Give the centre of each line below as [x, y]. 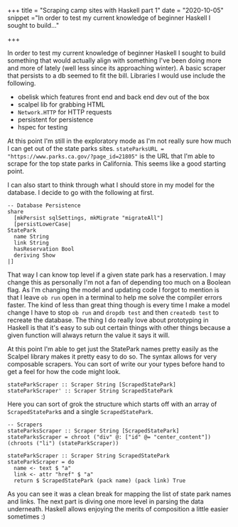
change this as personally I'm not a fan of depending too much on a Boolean [119, 282]
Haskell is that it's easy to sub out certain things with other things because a [119, 328]
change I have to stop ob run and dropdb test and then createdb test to [113, 313]
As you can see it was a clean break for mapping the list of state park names [119, 494]
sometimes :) [27, 516]
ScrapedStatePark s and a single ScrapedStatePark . [81, 411]
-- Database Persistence [44, 206]
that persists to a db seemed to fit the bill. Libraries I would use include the [117, 75]
